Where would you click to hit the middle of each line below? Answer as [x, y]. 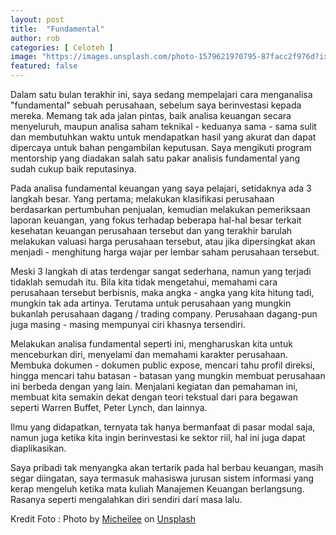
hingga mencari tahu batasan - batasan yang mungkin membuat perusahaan [168, 375]
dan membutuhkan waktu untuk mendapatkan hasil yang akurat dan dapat [163, 137]
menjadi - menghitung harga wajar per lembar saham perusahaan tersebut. [165, 252]
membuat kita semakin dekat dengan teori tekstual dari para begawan [154, 397]
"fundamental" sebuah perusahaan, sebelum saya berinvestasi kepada [156, 105]
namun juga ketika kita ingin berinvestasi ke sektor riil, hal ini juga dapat [158, 437]
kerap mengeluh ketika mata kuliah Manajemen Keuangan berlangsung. [157, 489]
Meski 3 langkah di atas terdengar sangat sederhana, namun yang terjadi [161, 271]
